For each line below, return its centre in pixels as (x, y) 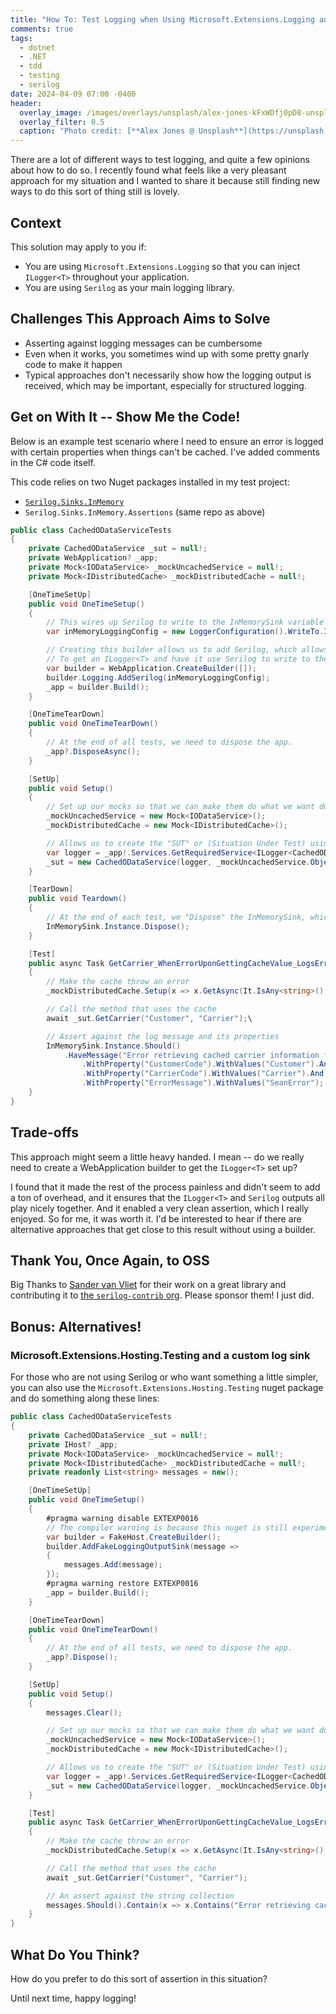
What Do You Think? (75, 1954)
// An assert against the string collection (140, 1896)
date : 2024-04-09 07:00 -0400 (73, 94)
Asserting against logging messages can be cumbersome (143, 343)
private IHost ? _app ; (73, 1444)
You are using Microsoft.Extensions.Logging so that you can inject (162, 266)
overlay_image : (51, 112)
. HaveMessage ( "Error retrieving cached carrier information (191, 1055)
